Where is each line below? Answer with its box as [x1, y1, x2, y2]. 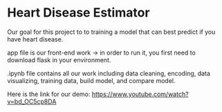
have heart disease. [7, 35, 64, 43]
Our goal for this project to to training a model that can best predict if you [7, 28, 216, 36]
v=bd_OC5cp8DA [7, 97, 57, 105]
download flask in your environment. [7, 55, 111, 64]
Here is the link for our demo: [7, 90, 91, 98]
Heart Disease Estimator [7, 5, 150, 21]
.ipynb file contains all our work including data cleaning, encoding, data [7, 69, 211, 77]
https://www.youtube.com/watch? [91, 90, 189, 98]
